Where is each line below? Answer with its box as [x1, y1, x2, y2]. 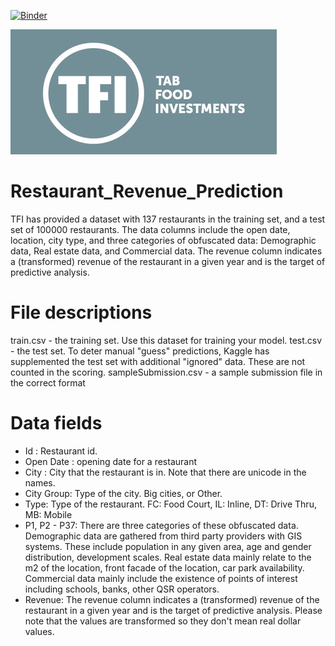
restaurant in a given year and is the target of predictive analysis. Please [24, 604, 323, 616]
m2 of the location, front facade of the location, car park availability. [24, 561, 305, 574]
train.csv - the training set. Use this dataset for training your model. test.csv [10, 334, 323, 346]
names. [24, 476, 56, 489]
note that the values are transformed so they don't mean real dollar [24, 615, 302, 627]
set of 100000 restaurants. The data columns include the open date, [10, 223, 291, 235]
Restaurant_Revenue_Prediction [10, 180, 284, 203]
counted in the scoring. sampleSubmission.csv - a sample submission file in [10, 366, 323, 378]
